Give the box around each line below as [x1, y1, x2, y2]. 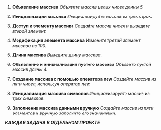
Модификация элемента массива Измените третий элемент [12, 37, 141, 43]
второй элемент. [12, 28, 47, 33]
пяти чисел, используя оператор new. [12, 81, 91, 87]
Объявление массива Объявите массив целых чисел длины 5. [12, 4, 144, 10]
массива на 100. [12, 43, 47, 48]
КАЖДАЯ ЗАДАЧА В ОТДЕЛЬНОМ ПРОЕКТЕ [5, 120, 100, 125]
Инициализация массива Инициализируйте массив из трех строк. [12, 14, 152, 19]
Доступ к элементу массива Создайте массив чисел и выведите [12, 23, 150, 29]
